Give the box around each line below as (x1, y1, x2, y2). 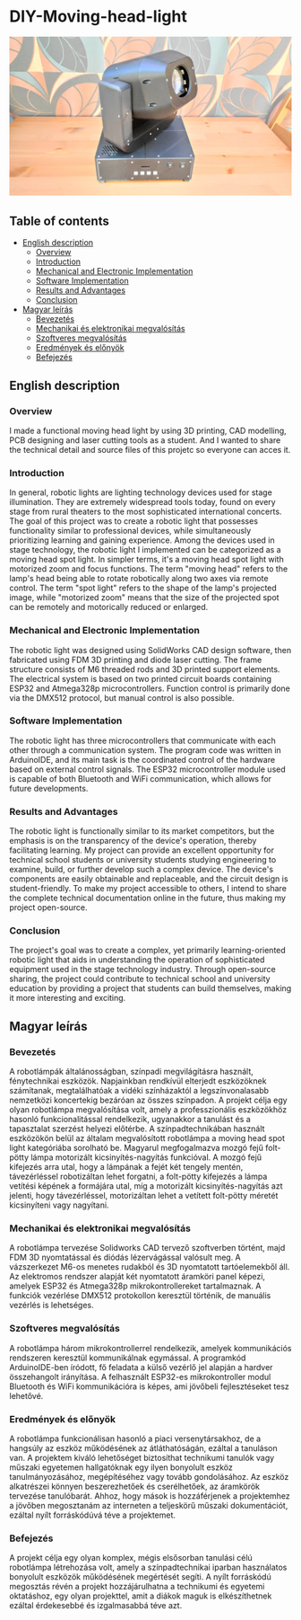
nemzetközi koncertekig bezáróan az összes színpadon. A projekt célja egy (9, 1094, 288, 1106)
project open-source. (9, 902, 88, 913)
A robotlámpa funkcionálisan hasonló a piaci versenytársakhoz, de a (9, 1433, 262, 1444)
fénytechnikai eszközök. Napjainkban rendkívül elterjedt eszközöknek (9, 1076, 267, 1086)
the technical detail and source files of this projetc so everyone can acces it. (9, 444, 291, 455)
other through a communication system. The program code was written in (9, 744, 282, 756)
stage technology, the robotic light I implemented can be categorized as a (9, 544, 281, 555)
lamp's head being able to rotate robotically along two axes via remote (9, 573, 269, 584)
